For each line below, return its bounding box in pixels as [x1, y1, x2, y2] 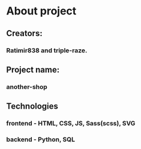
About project [6, 4, 77, 18]
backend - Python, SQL [6, 135, 76, 144]
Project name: [6, 64, 60, 74]
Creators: [6, 28, 43, 38]
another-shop [6, 82, 48, 91]
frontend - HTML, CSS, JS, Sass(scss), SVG [6, 119, 136, 127]
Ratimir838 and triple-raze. [6, 46, 88, 55]
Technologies [6, 101, 59, 112]
